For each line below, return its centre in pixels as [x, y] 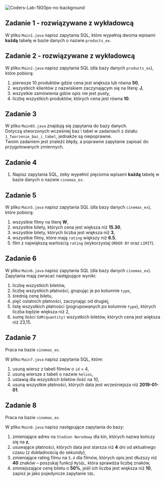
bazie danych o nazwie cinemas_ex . [48, 180]
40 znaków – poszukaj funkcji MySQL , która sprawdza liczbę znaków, [81, 463]
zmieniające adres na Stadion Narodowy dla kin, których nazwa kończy [84, 436]
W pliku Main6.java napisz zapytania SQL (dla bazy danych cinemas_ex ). [78, 270]
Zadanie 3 [21, 114]
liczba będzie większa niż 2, [41, 311]
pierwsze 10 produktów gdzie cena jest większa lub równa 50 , [76, 83]
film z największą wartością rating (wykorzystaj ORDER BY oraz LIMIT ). [83, 243]
